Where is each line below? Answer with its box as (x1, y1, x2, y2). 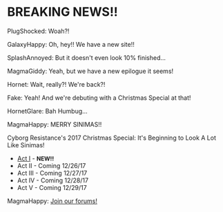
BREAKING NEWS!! (7, 4, 119, 20)
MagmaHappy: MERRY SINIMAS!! (7, 120, 102, 128)
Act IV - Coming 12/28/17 (17, 176, 88, 184)
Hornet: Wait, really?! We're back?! (7, 80, 106, 88)
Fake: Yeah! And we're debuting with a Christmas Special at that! (7, 94, 191, 102)
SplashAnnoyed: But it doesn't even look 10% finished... (7, 53, 166, 62)
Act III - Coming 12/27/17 (17, 169, 88, 177)
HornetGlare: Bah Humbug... (7, 107, 88, 115)
